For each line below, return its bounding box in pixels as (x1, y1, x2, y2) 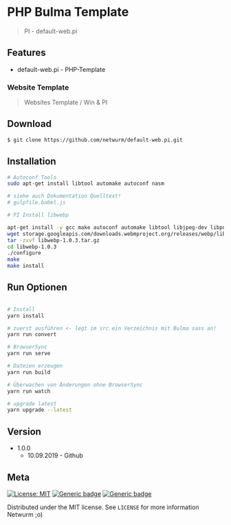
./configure (7, 250, 41, 257)
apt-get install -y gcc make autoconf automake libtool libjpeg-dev (7, 224, 208, 231)
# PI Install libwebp (7, 212, 69, 219)
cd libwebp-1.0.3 (7, 243, 57, 250)
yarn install (7, 312, 45, 319)
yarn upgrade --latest (7, 406, 72, 414)
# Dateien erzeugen (7, 363, 63, 370)
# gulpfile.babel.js (7, 199, 67, 206)
